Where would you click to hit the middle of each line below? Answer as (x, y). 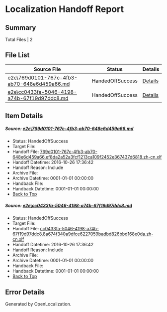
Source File (47, 69)
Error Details (25, 292)
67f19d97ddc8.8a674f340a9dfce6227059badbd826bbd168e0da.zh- (83, 234)
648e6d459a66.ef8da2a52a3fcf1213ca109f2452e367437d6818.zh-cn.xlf (87, 157)
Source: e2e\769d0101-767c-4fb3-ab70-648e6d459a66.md (69, 129)
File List (17, 55)
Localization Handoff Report (65, 9)
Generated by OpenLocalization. (38, 304)
